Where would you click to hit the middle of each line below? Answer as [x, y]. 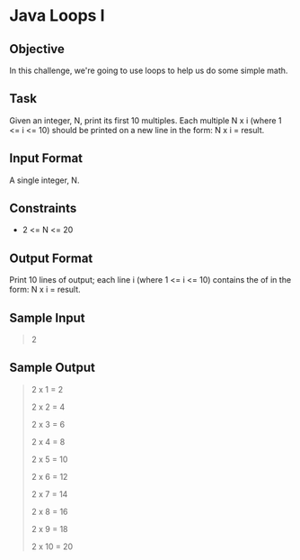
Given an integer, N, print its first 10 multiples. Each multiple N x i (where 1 [146, 120]
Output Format [51, 258]
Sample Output [53, 368]
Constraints [43, 208]
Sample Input [47, 317]
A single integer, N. [44, 180]
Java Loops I [57, 16]
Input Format [46, 158]
